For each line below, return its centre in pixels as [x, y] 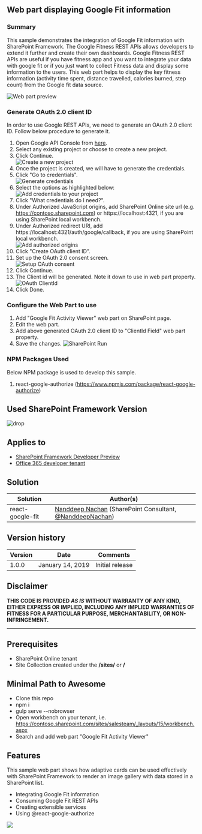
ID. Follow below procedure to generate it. [58, 131]
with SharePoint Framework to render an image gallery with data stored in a [100, 776]
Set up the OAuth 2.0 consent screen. [62, 257]
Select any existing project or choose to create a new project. [91, 149]
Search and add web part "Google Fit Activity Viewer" [82, 737]
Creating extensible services [51, 807]
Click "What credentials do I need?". [60, 200]
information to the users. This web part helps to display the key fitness [94, 72]
